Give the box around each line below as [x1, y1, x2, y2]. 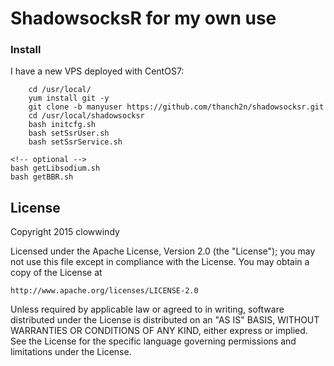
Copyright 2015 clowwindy [10, 226, 120, 238]
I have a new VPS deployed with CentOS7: [10, 65, 185, 77]
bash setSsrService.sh [28, 137, 123, 147]
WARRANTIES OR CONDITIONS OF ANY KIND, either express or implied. [10, 325, 308, 337]
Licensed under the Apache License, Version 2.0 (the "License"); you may [10, 245, 316, 257]
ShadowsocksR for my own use [10, 7, 277, 30]
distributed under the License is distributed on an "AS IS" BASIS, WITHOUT [10, 314, 320, 326]
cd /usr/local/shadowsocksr [28, 111, 145, 121]
